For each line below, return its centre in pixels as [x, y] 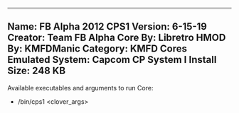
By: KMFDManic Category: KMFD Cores [97, 49]
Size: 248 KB [37, 71]
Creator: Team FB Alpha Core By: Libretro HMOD [117, 38]
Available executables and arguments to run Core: [80, 88]
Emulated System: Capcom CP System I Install [112, 60]
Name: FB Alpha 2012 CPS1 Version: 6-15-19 [107, 26]
